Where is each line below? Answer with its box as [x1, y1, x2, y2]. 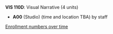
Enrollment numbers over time [5, 23, 68, 29]
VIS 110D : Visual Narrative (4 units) [5, 4, 79, 10]
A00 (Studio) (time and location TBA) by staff [12, 14, 108, 19]
